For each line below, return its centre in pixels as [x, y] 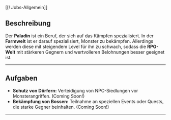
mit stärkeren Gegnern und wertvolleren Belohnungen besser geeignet [91, 52]
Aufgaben [21, 78]
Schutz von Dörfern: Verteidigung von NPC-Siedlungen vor [75, 90]
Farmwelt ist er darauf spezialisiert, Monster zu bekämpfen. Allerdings [79, 41]
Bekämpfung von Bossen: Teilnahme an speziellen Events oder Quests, [88, 101]
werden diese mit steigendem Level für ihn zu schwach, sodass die [76, 46]
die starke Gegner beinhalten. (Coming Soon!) [61, 107]
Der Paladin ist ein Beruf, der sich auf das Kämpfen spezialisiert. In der [79, 36]
